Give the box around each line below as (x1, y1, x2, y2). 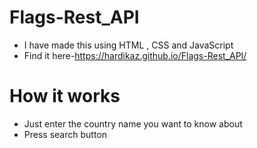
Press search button (23, 128, 107, 140)
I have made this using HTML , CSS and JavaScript (23, 39, 234, 51)
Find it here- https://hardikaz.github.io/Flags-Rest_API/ (23, 49, 247, 61)
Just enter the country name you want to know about (23, 117, 243, 130)
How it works (9, 85, 121, 108)
